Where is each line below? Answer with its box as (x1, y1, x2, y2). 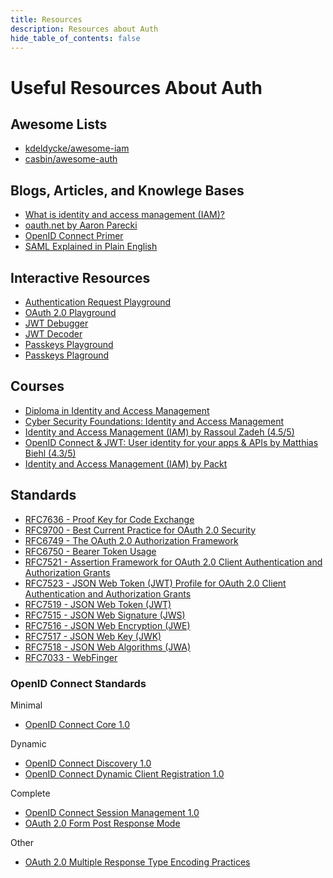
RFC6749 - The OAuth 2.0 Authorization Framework (24, 534, 239, 546)
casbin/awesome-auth (24, 153, 118, 165)
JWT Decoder (24, 328, 83, 340)
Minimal (10, 699, 43, 711)
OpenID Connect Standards (10, 676, 147, 690)
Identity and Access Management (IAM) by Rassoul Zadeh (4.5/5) (24, 426, 295, 438)
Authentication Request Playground (24, 296, 172, 308)
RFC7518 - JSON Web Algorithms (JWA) (24, 641, 192, 653)
